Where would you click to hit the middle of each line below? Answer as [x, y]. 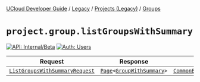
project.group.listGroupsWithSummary [100, 32]
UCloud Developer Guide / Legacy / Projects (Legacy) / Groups [83, 9]
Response [134, 61]
